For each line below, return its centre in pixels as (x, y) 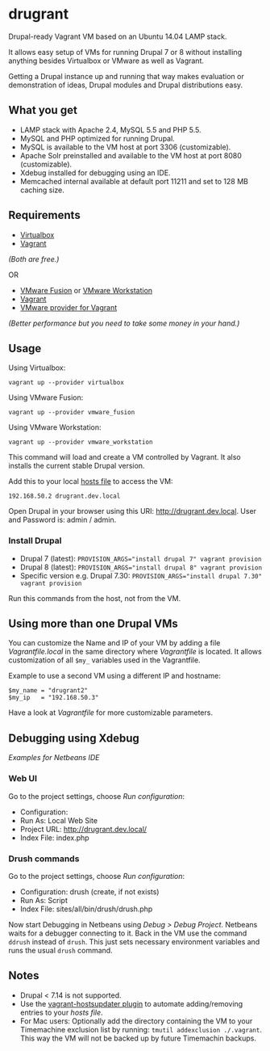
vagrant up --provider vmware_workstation (81, 442)
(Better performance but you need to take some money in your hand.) (124, 323)
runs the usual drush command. (60, 950)
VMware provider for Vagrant (69, 307)
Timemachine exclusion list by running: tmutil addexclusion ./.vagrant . (141, 1029)
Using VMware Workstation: (55, 427)
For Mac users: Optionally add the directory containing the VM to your (136, 1021)
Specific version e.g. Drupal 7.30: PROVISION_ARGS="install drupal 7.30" (141, 575)
